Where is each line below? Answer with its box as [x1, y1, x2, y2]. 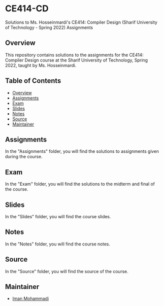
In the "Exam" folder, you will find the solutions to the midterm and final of [5, 181, 155, 187]
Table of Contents [5, 77, 62, 85]
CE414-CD [5, 3, 49, 14]
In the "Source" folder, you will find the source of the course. [5, 268, 129, 274]
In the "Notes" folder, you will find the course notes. [5, 241, 110, 247]
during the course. [5, 154, 43, 160]
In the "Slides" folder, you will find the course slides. [5, 214, 111, 219]
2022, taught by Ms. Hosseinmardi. [5, 62, 77, 68]
